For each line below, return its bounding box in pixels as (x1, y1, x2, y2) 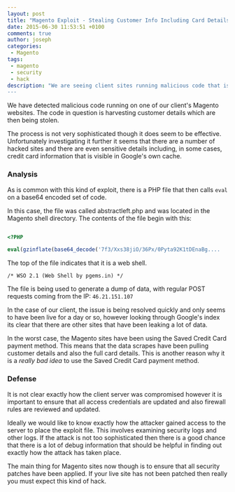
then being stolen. (7, 116, 59, 125)
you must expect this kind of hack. (7, 477, 107, 485)
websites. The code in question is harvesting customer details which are (7, 109, 215, 117)
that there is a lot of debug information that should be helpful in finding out (7, 441, 222, 449)
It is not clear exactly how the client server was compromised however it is (7, 390, 222, 398)
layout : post (7, 10, 45, 18)
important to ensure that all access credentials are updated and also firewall (7, 397, 226, 406)
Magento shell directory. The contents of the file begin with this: (7, 214, 192, 222)
